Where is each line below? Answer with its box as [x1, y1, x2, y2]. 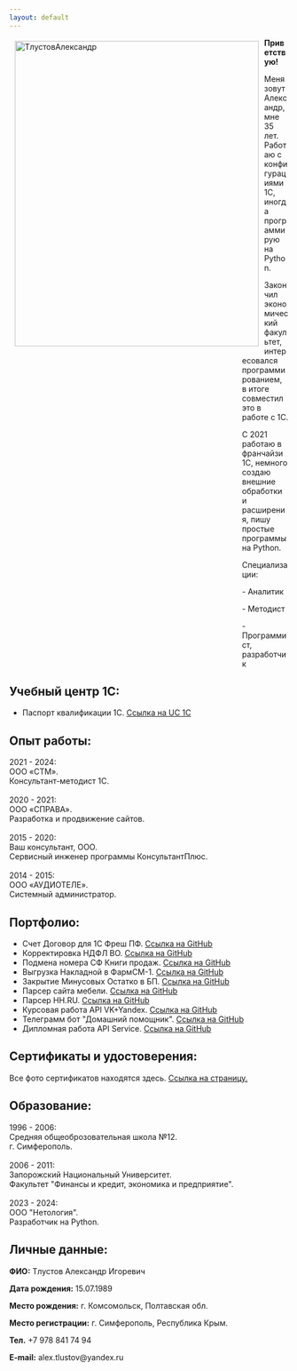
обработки [242, 485, 283, 496]
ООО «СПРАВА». [9, 804, 73, 815]
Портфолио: [9, 914, 80, 929]
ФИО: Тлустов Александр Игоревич [9, 1265, 146, 1276]
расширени [242, 504, 285, 515]
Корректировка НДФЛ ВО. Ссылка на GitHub [21, 948, 193, 959]
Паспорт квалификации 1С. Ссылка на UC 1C [21, 707, 192, 718]
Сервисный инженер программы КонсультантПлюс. [9, 851, 208, 862]
